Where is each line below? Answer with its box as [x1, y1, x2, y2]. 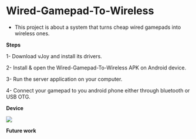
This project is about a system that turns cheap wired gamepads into [14, 24, 181, 31]
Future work [6, 127, 36, 134]
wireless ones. [14, 29, 50, 37]
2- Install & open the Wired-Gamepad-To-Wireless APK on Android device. [6, 64, 187, 71]
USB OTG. [6, 93, 31, 100]
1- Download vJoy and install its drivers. [6, 52, 103, 59]
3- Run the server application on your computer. [6, 75, 123, 82]
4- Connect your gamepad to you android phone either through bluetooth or [6, 87, 190, 94]
